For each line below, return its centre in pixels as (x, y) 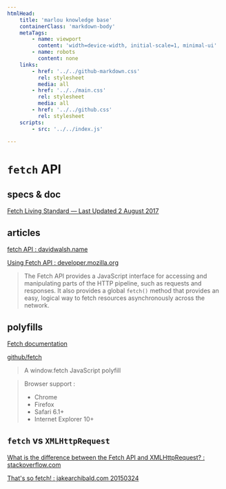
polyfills (25, 327)
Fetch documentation (37, 343)
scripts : (32, 122)
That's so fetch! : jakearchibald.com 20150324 (73, 478)
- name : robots (54, 52)
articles (24, 233)
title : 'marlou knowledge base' (66, 20)
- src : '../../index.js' (68, 129)
